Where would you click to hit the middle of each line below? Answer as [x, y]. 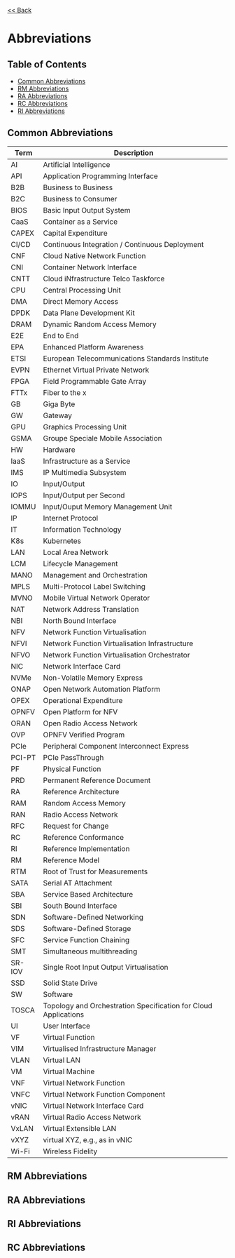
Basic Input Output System [87, 210]
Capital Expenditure [76, 233]
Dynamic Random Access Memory [100, 324]
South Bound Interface [80, 906]
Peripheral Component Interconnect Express [116, 746]
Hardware [59, 450]
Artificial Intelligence [77, 164]
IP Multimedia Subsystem [85, 472]
